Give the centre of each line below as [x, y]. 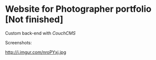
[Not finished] [34, 19]
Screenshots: [18, 42]
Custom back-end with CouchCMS [40, 33]
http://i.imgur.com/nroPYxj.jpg [36, 52]
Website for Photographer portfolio [78, 9]
